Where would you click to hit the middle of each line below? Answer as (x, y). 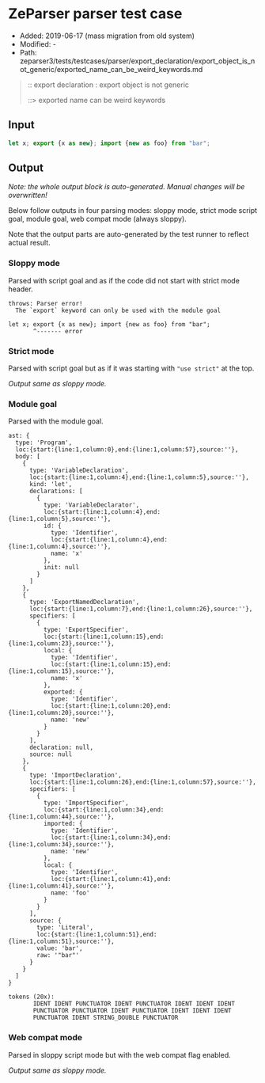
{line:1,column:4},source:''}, (60, 547)
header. (21, 289)
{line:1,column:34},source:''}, (61, 845)
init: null (61, 568)
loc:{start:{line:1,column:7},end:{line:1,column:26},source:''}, (141, 609)
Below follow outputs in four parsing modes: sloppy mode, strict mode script (133, 211)
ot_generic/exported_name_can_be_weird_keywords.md (111, 69)
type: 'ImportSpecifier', (86, 803)
